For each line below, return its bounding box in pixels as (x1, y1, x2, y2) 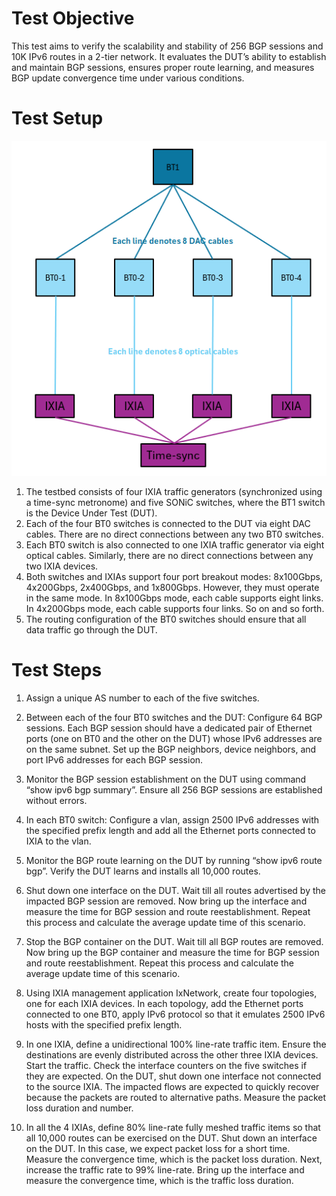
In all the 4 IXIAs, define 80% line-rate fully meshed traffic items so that (25, 1122, 321, 1134)
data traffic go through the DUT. (25, 624, 158, 636)
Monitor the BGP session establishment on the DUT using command (25, 773, 307, 786)
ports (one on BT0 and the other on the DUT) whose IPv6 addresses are (25, 733, 323, 745)
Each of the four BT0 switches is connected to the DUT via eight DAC (25, 518, 311, 530)
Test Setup (11, 107, 104, 130)
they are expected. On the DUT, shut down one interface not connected (25, 1070, 322, 1082)
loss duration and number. (25, 1102, 134, 1114)
